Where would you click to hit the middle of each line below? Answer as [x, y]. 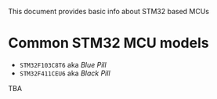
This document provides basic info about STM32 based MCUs [109, 11]
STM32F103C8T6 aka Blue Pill [63, 64]
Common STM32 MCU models [108, 43]
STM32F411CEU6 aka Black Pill [65, 73]
